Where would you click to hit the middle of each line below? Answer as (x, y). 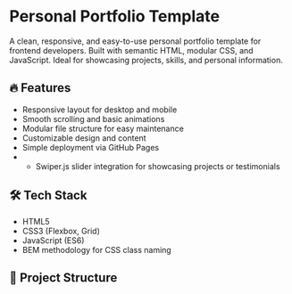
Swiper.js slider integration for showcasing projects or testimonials (158, 166)
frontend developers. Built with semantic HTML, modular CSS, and (131, 50)
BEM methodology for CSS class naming (96, 249)
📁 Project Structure (63, 278)
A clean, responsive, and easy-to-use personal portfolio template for (135, 41)
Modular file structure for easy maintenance (103, 128)
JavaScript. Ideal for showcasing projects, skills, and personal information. (146, 60)
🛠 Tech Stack (48, 196)
